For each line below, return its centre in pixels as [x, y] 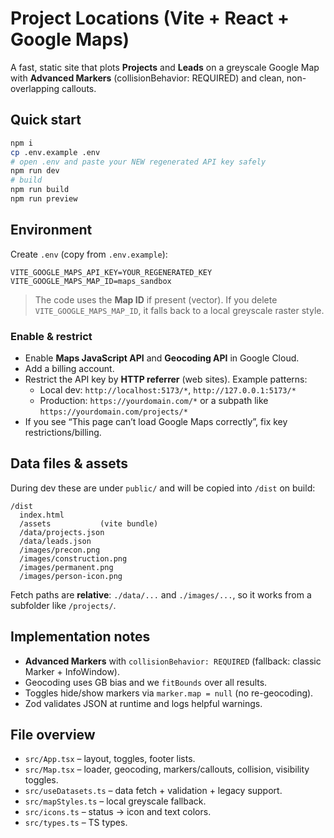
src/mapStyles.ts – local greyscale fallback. [115, 801]
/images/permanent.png [66, 567]
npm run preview [44, 199]
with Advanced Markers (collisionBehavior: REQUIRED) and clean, [147, 78]
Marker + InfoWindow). [72, 671]
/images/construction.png [73, 558]
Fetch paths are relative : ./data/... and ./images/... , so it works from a [161, 594]
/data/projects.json [62, 532]
